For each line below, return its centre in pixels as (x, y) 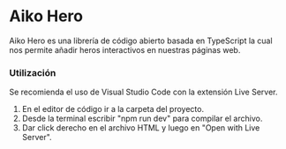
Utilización (33, 72)
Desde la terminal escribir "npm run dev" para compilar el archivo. (142, 119)
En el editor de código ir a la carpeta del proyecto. (113, 109)
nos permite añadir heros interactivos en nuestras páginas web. (125, 49)
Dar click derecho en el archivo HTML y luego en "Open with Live (141, 128)
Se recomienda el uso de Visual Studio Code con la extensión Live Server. (143, 92)
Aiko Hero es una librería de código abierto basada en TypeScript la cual (141, 41)
